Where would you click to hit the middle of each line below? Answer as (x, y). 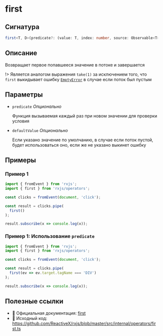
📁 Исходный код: (30, 318)
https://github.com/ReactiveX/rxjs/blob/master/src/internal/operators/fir (84, 323)
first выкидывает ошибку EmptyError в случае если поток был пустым (78, 79)
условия (21, 121)
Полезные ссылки (34, 301)
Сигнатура (22, 27)
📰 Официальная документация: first (49, 313)
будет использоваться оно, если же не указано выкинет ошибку (79, 145)
